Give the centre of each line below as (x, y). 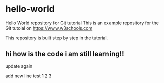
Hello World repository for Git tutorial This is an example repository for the (82, 23)
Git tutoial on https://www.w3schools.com (49, 28)
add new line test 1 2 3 (29, 76)
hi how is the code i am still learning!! (65, 54)
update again (19, 66)
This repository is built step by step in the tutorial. (57, 38)
